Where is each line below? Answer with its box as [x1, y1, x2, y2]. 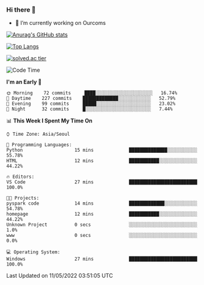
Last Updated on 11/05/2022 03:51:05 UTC [6, 272, 113, 280]
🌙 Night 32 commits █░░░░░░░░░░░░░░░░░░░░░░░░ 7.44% [6, 106, 173, 112]
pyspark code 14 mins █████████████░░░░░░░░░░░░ [6, 200, 198, 206]
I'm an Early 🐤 [6, 79, 42, 86]
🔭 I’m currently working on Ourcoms [15, 19, 106, 27]
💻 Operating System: [6, 249, 61, 255]
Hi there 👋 [6, 5, 37, 14]
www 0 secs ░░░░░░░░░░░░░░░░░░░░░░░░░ [6, 233, 198, 239]
